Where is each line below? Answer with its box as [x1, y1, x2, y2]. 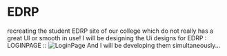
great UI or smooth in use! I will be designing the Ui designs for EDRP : [7, 33, 207, 42]
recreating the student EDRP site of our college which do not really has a [7, 27, 214, 35]
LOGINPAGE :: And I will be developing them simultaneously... [7, 41, 221, 49]
